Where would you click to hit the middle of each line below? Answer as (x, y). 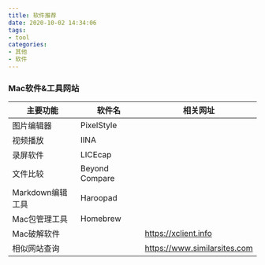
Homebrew (101, 219)
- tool (19, 37)
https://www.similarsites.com (199, 248)
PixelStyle (99, 125)
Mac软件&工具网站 (44, 88)
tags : (17, 30)
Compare (97, 179)
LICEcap (96, 155)
